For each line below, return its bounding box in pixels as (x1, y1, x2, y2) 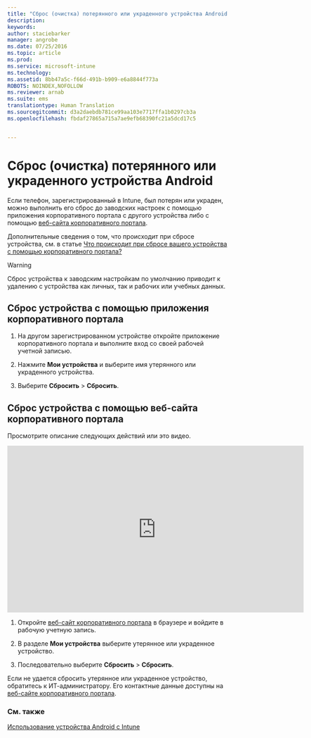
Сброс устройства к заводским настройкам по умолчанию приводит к (7, 274, 221, 282)
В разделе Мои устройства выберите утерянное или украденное (17, 639, 216, 648)
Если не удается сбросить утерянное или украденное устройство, (7, 674, 208, 683)
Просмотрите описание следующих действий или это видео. (7, 432, 192, 440)
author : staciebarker (7, 30, 71, 37)
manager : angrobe (7, 37, 58, 44)
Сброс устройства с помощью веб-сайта (7, 402, 198, 414)
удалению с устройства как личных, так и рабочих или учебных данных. (7, 282, 226, 290)
